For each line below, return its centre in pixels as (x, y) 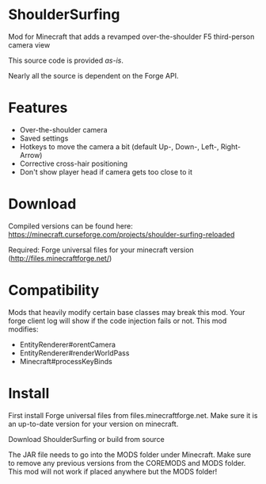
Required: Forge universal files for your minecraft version (101, 250)
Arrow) (31, 155)
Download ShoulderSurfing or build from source (86, 439)
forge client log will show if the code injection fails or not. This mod (118, 321)
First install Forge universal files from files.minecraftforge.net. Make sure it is (133, 415)
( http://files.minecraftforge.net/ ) (60, 258)
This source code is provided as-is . (66, 60)
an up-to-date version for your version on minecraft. (93, 424)
